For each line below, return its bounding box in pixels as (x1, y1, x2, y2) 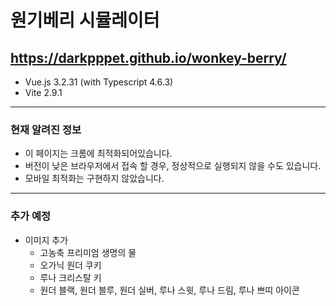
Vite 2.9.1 (24, 87, 63, 98)
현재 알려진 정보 (10, 122, 82, 136)
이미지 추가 (24, 234, 69, 246)
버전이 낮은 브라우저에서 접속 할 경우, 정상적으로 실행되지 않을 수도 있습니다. (24, 160, 322, 172)
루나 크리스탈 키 (39, 271, 102, 283)
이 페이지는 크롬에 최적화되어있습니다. (24, 147, 173, 160)
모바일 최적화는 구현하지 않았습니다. (24, 172, 165, 185)
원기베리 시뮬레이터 (10, 9, 160, 32)
